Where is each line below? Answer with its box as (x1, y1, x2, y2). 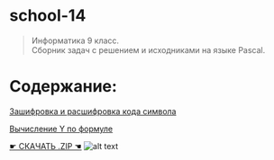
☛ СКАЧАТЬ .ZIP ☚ (9, 140, 83, 151)
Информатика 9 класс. (31, 35, 120, 46)
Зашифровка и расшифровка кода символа (9, 105, 177, 117)
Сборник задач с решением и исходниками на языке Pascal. (31, 44, 266, 55)
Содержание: (9, 76, 117, 97)
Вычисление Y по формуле (9, 123, 114, 134)
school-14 (9, 5, 87, 26)
